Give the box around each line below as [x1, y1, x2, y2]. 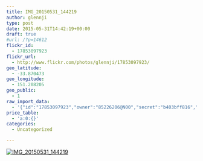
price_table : [6, 110, 39, 116]
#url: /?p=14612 [6, 37, 47, 43]
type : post [6, 20, 34, 26]
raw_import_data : [6, 98, 50, 104]
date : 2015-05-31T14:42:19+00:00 [6, 25, 91, 32]
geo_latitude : [6, 65, 42, 71]
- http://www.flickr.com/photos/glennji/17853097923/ [11, 59, 150, 65]
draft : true [6, 31, 36, 37]
